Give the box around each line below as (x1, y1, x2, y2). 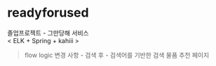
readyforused (7, 5, 89, 21)
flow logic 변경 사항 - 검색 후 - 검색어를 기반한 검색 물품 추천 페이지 (24, 51, 210, 59)
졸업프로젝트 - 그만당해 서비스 (7, 28, 89, 37)
